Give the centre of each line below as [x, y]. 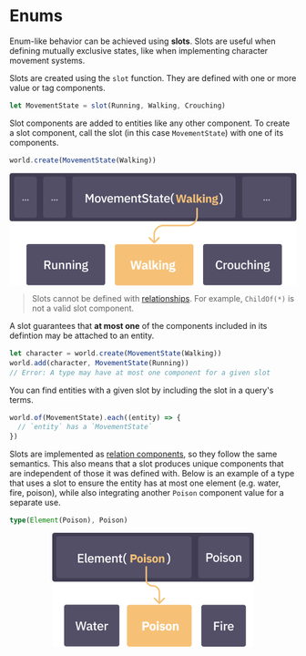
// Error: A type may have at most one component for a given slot [140, 373]
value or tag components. [58, 87]
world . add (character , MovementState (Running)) [99, 363]
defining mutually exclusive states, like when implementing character [139, 50]
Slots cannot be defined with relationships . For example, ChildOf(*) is [163, 298]
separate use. [35, 503]
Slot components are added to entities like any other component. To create [150, 123]
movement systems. [47, 60]
